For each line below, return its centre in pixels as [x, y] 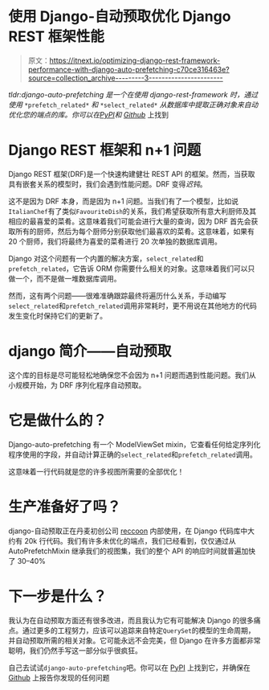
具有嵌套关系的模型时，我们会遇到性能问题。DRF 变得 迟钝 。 [108, 184]
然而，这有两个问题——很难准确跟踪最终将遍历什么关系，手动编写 [117, 295]
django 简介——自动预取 [90, 351]
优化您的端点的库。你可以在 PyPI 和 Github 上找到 [89, 114]
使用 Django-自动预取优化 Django [120, 16]
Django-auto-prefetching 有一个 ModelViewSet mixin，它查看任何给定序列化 [134, 444]
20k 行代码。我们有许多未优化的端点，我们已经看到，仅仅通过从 [130, 540]
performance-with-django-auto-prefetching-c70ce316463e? [129, 69]
